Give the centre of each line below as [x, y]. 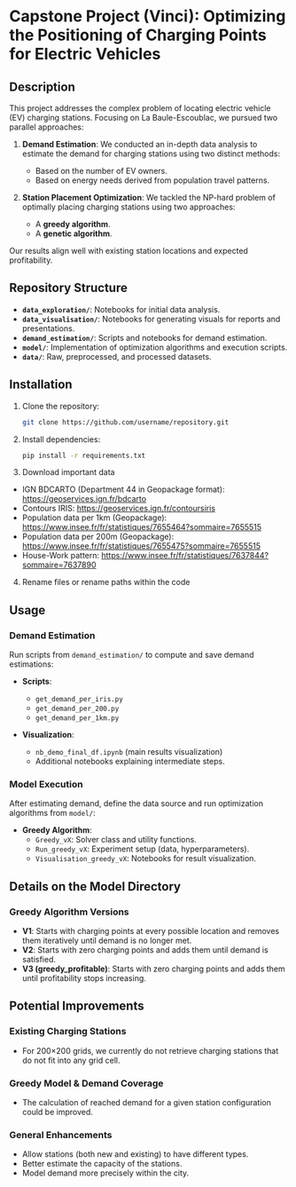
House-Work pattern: [61, 556]
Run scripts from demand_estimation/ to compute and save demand [132, 655]
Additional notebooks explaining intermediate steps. [130, 762]
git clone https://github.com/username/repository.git [125, 422]
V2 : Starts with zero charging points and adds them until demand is [145, 950]
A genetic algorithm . [74, 233]
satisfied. [39, 960]
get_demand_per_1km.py [77, 718]
